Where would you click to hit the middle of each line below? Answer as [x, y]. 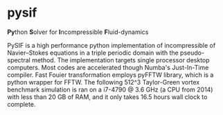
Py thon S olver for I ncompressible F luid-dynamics [78, 32]
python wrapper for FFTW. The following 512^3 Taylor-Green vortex [104, 82]
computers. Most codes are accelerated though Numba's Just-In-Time [108, 67]
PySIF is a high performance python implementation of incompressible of [111, 45]
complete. [21, 104]
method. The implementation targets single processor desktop [121, 60]
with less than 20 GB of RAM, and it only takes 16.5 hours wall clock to [107, 97]
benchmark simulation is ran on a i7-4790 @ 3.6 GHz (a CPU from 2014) [110, 89]
